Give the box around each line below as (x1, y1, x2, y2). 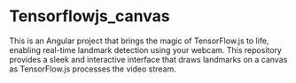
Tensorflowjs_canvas (9, 6, 170, 26)
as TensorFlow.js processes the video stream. (9, 64, 176, 74)
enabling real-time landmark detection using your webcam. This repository (9, 44, 282, 55)
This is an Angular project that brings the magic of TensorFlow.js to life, (9, 35, 269, 46)
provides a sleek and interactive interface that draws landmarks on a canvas (9, 54, 288, 64)
